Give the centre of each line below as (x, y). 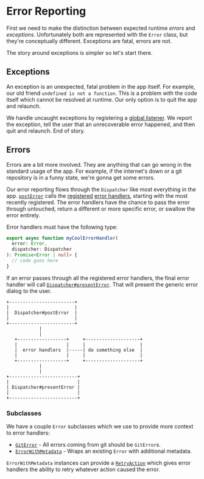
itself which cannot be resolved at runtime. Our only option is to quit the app (102, 99)
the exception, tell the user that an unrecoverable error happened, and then (101, 124)
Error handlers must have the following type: (62, 227)
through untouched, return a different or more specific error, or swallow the (101, 209)
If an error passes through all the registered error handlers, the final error (98, 278)
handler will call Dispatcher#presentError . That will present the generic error (102, 284)
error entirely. (23, 215)
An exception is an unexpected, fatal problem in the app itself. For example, (101, 86)
